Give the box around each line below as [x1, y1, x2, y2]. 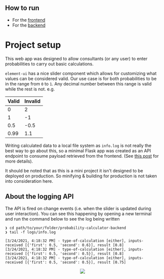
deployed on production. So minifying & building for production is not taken [5, 173, 157, 179]
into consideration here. [5, 178, 53, 184]
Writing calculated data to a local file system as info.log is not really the [5, 142, 152, 148]
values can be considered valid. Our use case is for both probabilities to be [5, 76, 157, 82]
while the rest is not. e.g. [5, 86, 55, 92]
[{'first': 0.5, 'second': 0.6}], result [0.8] [25, 243, 124, 248]
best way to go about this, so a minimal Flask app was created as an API [5, 147, 151, 154]
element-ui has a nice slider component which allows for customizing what [5, 70, 157, 76]
